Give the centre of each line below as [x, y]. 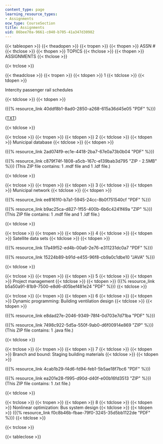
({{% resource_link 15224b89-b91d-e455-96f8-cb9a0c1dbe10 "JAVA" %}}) [80, 257]
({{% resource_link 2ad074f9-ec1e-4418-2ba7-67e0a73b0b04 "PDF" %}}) [80, 152]
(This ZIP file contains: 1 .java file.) [39, 330]
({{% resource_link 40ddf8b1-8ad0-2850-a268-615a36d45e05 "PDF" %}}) [80, 109]
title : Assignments [25, 28]
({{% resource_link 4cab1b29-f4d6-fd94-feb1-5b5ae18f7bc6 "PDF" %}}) [78, 369]
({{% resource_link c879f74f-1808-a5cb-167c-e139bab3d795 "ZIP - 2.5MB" [81, 161]
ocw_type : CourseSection [30, 23]
